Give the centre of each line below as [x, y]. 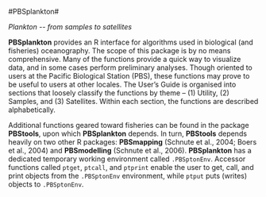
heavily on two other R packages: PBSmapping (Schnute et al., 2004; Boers [133, 142]
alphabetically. [32, 110]
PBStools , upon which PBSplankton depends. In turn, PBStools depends [128, 133]
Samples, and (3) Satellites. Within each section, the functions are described [133, 101]
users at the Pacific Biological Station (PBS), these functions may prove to [129, 76]
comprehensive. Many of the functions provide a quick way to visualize [125, 59]
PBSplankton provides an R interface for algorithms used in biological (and [131, 42]
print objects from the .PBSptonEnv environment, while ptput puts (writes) [128, 176]
